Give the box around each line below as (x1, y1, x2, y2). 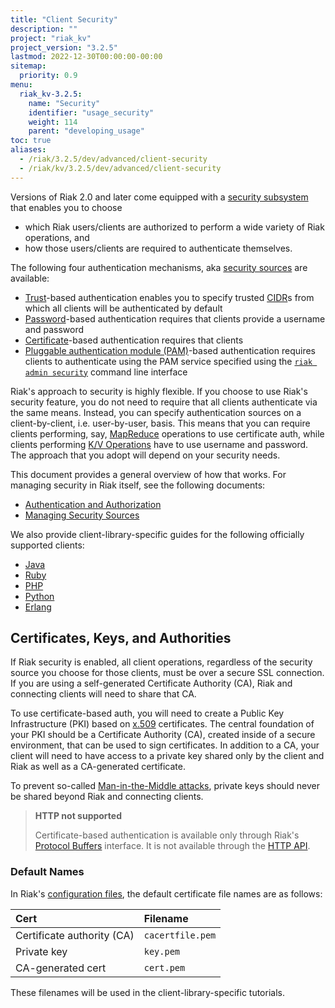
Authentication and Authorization (24, 498, 162, 510)
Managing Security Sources (24, 509, 140, 521)
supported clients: (10, 539, 85, 551)
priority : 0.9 (19, 71, 78, 81)
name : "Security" (28, 98, 101, 108)
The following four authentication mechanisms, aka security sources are (10, 261, 308, 273)
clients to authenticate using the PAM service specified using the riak (24, 355, 313, 367)
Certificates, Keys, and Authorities (10, 630, 232, 647)
